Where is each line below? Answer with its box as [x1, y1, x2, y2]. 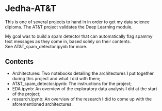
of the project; [12, 91, 41, 97]
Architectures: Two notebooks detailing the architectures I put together [12, 70, 154, 76]
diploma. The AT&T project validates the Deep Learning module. [5, 24, 132, 29]
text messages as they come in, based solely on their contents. [5, 38, 131, 44]
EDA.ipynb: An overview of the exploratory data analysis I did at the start [12, 85, 158, 92]
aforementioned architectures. [12, 101, 73, 107]
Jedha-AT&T [5, 3, 57, 14]
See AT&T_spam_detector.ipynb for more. [5, 43, 87, 49]
